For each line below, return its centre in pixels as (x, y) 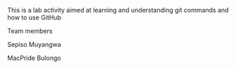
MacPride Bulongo (34, 58)
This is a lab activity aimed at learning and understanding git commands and (118, 10)
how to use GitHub (35, 17)
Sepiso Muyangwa (34, 44)
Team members (30, 31)
